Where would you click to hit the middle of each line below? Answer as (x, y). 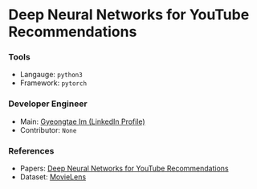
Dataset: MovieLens (53, 177)
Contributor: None (48, 129)
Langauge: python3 (51, 75)
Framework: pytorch (53, 83)
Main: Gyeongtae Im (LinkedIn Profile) (83, 121)
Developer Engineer (48, 104)
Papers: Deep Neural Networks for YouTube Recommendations (124, 168)
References (31, 150)
